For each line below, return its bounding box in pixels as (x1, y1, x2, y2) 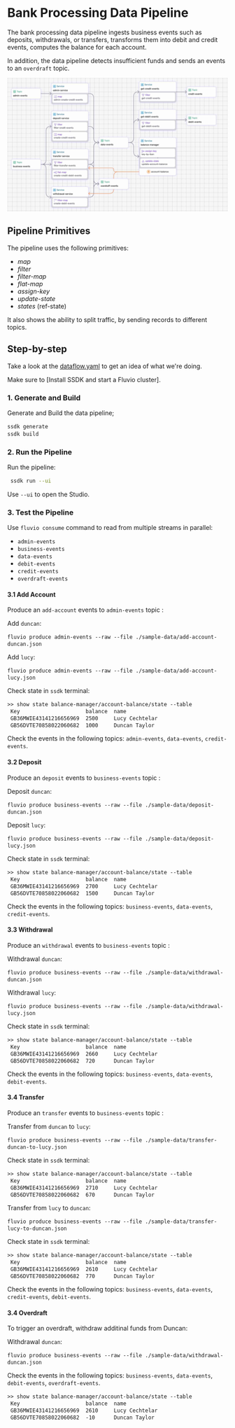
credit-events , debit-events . (7, 1293, 92, 1301)
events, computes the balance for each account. (7, 43, 147, 51)
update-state (17, 294, 56, 302)
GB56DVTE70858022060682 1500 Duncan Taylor (10, 890, 155, 897)
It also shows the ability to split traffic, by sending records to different (7, 315, 208, 323)
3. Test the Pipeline (7, 507, 74, 517)
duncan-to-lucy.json (7, 1144, 68, 1151)
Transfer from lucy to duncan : (7, 1204, 91, 1212)
